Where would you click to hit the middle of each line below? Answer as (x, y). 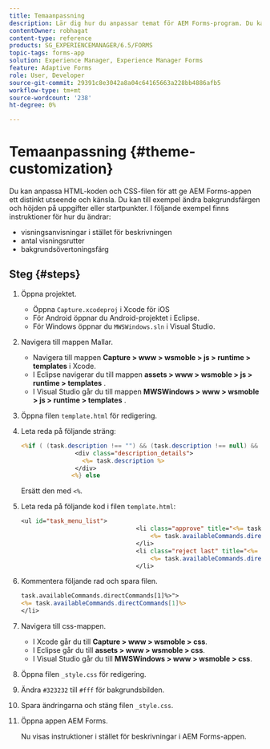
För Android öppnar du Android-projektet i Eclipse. (116, 318)
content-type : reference (50, 38)
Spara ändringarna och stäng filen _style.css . (97, 705)
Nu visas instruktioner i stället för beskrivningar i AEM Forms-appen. (133, 736)
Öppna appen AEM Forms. (64, 721)
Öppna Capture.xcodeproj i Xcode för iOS (101, 309)
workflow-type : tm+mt (45, 90)
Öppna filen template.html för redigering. (89, 415)
